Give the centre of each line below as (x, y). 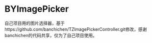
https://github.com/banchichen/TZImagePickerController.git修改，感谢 (76, 29)
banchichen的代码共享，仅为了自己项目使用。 (51, 35)
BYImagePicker (37, 9)
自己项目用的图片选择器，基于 (35, 23)
